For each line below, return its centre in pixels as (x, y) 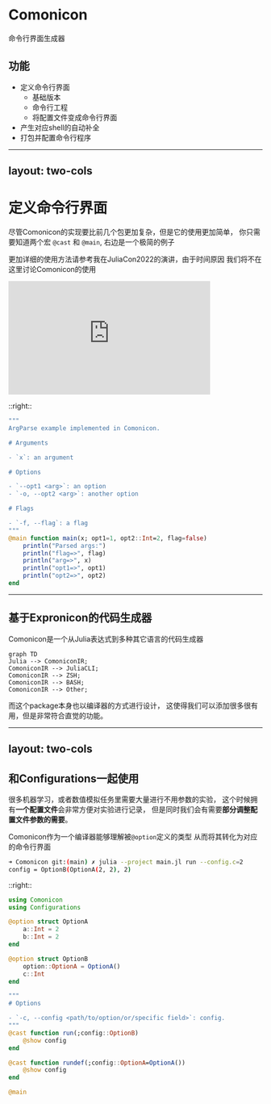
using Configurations (45, 907)
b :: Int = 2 (41, 937)
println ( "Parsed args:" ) (65, 546)
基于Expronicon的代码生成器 (80, 618)
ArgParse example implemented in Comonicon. (84, 428)
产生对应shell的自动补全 (60, 128)
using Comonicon (35, 900)
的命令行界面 (29, 847)
